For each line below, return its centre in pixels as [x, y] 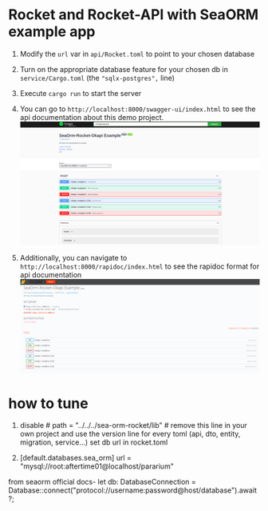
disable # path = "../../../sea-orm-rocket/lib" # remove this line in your [133, 425]
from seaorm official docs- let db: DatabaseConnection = [102, 482]
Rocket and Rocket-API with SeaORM [134, 15]
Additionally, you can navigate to [73, 258]
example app [52, 32]
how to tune [49, 403]
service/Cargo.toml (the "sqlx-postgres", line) [97, 78]
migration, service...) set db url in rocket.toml [94, 442]
